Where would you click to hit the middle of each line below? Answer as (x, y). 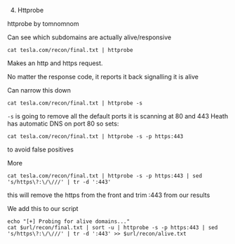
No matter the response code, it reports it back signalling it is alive (103, 77)
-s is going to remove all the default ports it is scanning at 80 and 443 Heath (118, 116)
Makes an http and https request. (55, 63)
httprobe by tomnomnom (43, 23)
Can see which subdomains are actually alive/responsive (89, 37)
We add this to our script (43, 209)
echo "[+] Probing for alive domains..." (69, 222)
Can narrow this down (39, 90)
